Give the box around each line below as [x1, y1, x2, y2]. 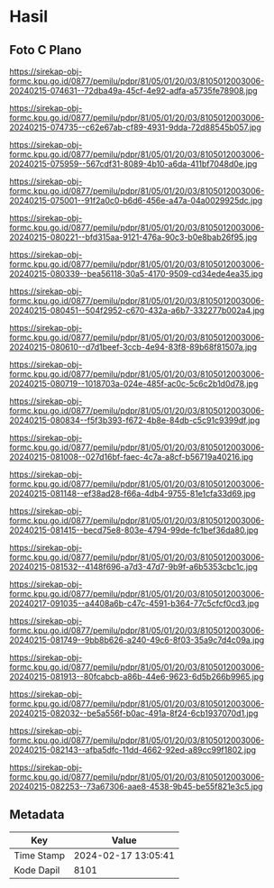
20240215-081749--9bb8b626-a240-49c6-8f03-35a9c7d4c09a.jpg [9, 635, 265, 645]
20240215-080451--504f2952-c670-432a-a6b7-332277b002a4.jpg [9, 305, 265, 316]
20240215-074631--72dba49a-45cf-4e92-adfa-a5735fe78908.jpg [9, 86, 259, 96]
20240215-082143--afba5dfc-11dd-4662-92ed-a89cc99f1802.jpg [9, 745, 257, 755]
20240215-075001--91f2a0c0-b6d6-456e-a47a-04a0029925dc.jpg [9, 196, 263, 206]
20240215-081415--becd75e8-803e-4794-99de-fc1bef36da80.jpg [9, 525, 259, 536]
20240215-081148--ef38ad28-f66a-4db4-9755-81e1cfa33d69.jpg [9, 489, 256, 499]
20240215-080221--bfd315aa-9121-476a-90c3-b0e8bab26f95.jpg [9, 232, 258, 243]
